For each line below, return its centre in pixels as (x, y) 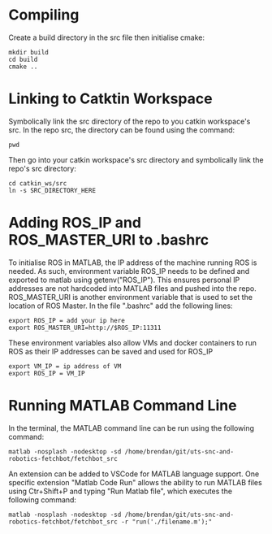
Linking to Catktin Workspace (110, 99)
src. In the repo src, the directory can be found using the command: (122, 130)
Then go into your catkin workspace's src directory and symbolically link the (136, 159)
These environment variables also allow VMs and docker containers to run (133, 342)
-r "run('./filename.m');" (166, 522)
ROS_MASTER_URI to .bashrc (109, 240)
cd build (23, 59)
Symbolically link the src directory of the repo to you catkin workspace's (130, 121)
